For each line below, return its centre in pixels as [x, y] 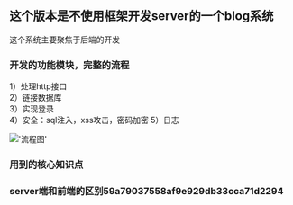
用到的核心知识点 [46, 165]
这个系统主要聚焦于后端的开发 [64, 40]
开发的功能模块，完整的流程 [69, 65]
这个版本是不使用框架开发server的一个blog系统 [142, 16]
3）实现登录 [32, 109]
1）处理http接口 [38, 86]
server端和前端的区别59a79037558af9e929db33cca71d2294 [146, 191]
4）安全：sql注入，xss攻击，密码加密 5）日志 [95, 120]
